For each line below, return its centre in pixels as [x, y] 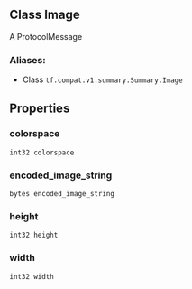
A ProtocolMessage [46, 36]
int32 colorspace [42, 153]
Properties [40, 108]
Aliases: [28, 60]
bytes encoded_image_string [62, 194]
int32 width [32, 276]
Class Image [45, 15]
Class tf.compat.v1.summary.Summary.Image [102, 79]
